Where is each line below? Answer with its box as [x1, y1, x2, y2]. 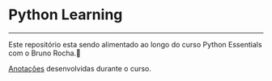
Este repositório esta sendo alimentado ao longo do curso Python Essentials [8, 39, 262, 49]
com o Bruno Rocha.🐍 [8, 48, 81, 58]
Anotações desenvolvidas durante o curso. [8, 63, 152, 73]
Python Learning [8, 6, 123, 24]
